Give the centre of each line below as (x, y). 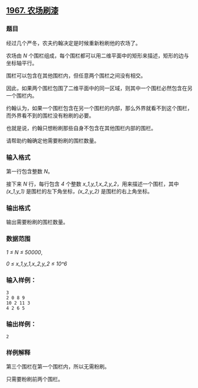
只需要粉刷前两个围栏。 (35, 379)
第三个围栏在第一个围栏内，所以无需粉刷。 (58, 367)
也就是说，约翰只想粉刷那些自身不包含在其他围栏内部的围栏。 (81, 128)
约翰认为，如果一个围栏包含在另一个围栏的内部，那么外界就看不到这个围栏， (99, 108)
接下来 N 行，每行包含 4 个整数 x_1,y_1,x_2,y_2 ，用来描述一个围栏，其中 (92, 184)
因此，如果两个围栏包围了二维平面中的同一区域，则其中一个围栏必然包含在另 (99, 88)
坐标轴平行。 (22, 63)
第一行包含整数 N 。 (30, 171)
